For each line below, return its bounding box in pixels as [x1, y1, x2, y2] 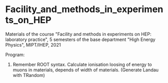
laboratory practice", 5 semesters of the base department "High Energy [5, 36, 156, 43]
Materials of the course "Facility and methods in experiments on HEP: [5, 31, 152, 37]
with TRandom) [12, 72, 45, 78]
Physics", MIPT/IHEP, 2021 [5, 41, 61, 48]
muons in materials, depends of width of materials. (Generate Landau [12, 67, 159, 73]
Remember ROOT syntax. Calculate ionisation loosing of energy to [12, 61, 152, 67]
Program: [5, 52, 25, 58]
